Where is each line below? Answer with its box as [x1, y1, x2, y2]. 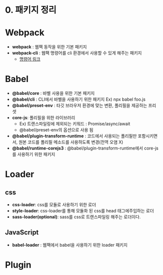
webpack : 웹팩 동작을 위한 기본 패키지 [12, 44, 87, 50]
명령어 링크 [19, 56, 40, 62]
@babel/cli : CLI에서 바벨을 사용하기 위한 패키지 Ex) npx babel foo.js [12, 96, 146, 103]
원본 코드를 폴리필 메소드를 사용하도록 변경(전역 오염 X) [18, 139, 124, 145]
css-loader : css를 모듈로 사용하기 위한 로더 [12, 202, 96, 208]
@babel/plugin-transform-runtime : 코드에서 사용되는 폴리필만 [12, 133, 137, 139]
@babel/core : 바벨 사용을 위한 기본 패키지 [12, 90, 95, 96]
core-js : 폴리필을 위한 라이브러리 [12, 115, 75, 121]
